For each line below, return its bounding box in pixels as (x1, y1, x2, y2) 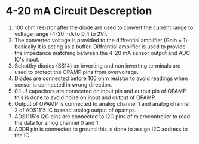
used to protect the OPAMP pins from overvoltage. (14, 68, 139, 75)
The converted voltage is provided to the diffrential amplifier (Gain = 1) (14, 36, 188, 44)
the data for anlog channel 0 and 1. (14, 119, 100, 126)
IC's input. (14, 56, 40, 63)
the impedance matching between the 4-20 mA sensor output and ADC (14, 49, 191, 56)
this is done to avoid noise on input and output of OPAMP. (14, 94, 157, 101)
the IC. (14, 131, 31, 139)
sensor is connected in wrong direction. (14, 81, 112, 88)
